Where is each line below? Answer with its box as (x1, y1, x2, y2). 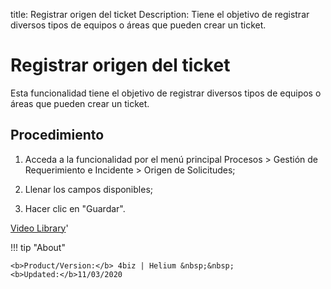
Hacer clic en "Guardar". (24, 202, 126, 214)
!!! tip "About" (10, 241, 66, 253)
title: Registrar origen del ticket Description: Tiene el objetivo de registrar (10, 9, 310, 20)
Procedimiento (10, 127, 105, 144)
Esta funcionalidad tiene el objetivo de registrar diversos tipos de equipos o (10, 87, 322, 99)
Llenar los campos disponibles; (24, 183, 153, 195)
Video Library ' (10, 222, 69, 234)
